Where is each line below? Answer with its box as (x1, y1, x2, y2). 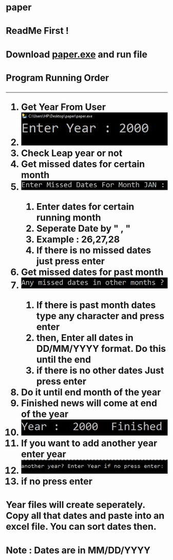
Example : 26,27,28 (36, 234, 120, 245)
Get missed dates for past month (21, 266, 164, 278)
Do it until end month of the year (21, 387, 161, 398)
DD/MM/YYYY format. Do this (36, 343, 166, 355)
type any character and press (36, 310, 165, 322)
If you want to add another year (21, 437, 158, 449)
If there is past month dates (36, 299, 156, 311)
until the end (36, 354, 91, 366)
